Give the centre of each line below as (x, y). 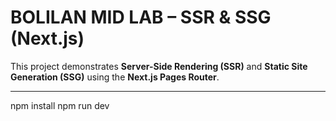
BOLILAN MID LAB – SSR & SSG (141, 17)
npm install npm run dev (60, 105)
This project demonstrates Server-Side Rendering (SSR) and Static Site (159, 66)
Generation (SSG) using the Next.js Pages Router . (115, 77)
